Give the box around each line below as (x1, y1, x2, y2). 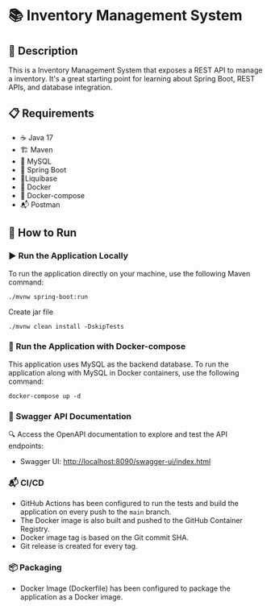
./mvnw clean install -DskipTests (8, 322, 125, 330)
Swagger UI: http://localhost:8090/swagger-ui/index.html (19, 457, 211, 467)
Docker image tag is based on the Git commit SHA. (19, 533, 190, 542)
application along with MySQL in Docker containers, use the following (8, 367, 240, 377)
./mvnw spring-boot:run (8, 293, 89, 301)
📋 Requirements (8, 106, 94, 121)
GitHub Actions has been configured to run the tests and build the (19, 499, 240, 508)
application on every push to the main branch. (19, 507, 172, 517)
